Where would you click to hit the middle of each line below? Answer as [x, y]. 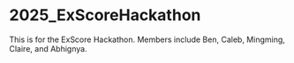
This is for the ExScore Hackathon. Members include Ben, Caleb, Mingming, [147, 39]
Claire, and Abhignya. [48, 48]
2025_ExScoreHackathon [105, 15]
